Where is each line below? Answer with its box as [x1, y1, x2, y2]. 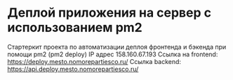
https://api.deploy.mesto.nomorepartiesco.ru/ [7, 65, 139, 73]
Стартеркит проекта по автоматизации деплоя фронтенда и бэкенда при [7, 42, 227, 51]
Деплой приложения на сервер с [7, 5, 212, 21]
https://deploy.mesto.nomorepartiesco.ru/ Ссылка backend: [7, 57, 181, 65]
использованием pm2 [7, 19, 142, 35]
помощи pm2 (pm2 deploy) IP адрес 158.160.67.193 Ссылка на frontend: [7, 50, 218, 58]
